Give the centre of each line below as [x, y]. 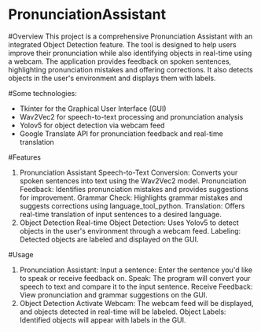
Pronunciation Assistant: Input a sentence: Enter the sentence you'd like [136, 270]
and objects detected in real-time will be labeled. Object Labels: [123, 312]
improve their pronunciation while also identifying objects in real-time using [130, 53]
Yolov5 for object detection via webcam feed [92, 125]
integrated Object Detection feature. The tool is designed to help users [123, 44]
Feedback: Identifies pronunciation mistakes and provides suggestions [134, 189]
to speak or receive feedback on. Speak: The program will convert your [135, 278]
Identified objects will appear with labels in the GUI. [103, 319]
